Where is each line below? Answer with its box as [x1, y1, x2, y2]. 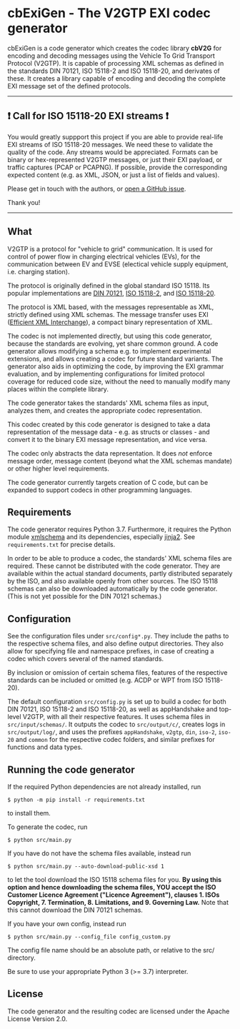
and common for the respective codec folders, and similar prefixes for [15, 736, 216, 744]
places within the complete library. [7, 384, 109, 393]
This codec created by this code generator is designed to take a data [7, 420, 211, 428]
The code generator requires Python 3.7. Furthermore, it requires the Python [7, 525, 231, 533]
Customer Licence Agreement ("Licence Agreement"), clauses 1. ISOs [7, 890, 220, 899]
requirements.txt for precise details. [7, 541, 116, 549]
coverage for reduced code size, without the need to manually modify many [7, 377, 231, 386]
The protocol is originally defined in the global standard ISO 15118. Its [7, 281, 210, 290]
